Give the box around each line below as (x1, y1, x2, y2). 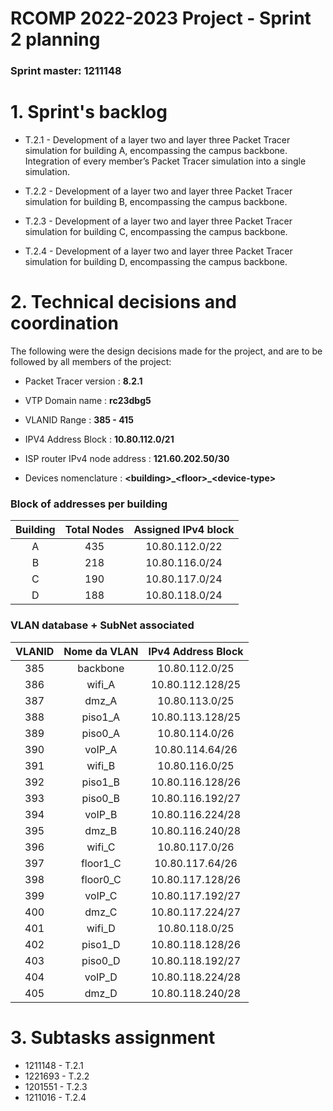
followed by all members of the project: (10, 355, 172, 367)
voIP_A (84, 742, 118, 756)
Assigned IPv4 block (133, 523, 235, 537)
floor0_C (80, 872, 122, 886)
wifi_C (86, 840, 116, 854)
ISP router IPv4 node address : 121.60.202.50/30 (24, 452, 230, 464)
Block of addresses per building (10, 497, 168, 511)
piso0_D (81, 953, 121, 967)
